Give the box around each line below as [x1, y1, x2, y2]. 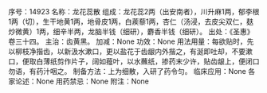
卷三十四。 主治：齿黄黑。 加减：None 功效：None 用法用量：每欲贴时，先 [8, 37, 254, 46]
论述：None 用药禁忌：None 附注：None [14, 76, 150, 86]
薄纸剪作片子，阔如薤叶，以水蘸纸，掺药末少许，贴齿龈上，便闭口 [42, 56, 260, 66]
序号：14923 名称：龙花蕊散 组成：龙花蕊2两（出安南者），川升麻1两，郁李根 [8, 7, 260, 16]
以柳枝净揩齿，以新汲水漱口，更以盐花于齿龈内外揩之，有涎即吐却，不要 [8, 47, 245, 56]
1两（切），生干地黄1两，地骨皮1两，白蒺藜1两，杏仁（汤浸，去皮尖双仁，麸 [8, 17, 253, 26]
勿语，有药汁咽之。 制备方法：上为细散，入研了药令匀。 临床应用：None [8, 67, 247, 76]
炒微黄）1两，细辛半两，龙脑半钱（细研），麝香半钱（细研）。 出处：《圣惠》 [8, 27, 254, 36]
